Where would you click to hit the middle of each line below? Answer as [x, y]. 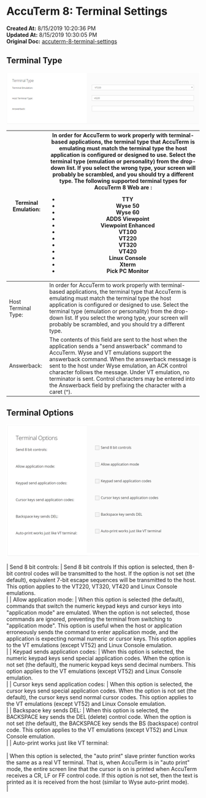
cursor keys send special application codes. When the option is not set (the [101, 691]
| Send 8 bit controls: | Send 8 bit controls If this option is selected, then [97, 567]
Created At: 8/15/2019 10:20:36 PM [51, 28]
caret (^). [60, 391]
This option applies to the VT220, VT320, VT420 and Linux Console [92, 586]
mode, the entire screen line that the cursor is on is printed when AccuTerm [102, 769]
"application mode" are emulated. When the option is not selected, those [98, 613]
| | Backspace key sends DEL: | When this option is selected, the [88, 710]
